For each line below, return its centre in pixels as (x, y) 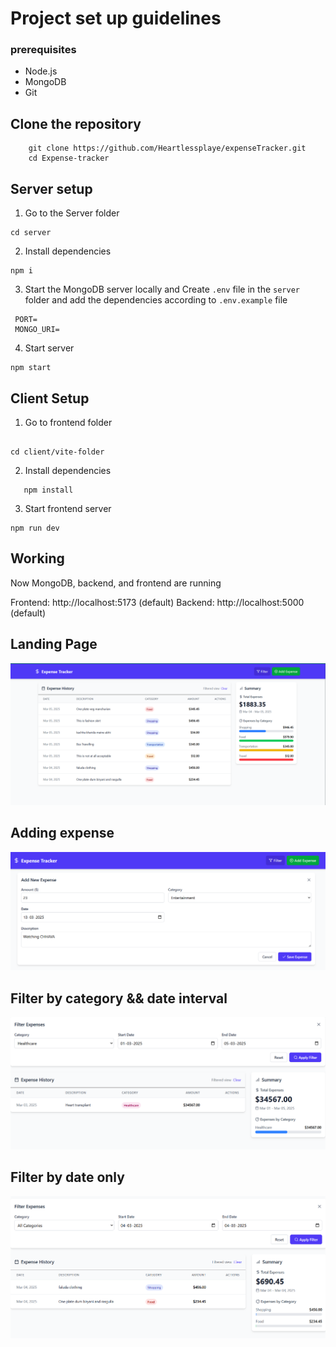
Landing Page (54, 644)
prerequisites (43, 50)
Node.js (41, 71)
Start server (49, 348)
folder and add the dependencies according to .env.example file (156, 300)
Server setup (51, 188)
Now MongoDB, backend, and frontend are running (116, 583)
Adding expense (62, 833)
